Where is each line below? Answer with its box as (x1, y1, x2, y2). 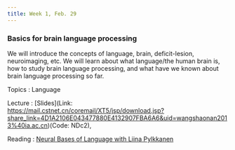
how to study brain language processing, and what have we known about (7, 64, 219, 72)
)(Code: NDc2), (47, 121, 92, 130)
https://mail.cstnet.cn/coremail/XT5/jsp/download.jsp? (7, 106, 165, 114)
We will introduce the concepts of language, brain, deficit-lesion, (7, 49, 194, 57)
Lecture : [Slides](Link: (7, 99, 73, 107)
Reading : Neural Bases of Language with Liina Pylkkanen (7, 135, 174, 143)
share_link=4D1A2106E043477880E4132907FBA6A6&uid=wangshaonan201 (7, 114, 228, 122)
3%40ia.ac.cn (7, 121, 48, 130)
